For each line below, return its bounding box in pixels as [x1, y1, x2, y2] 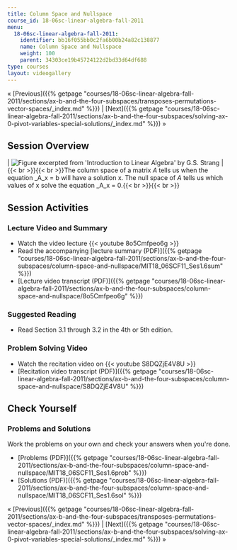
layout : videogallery [7, 69, 71, 77]
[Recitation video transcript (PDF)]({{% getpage [17, 366, 157, 376]
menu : [7, 23, 23, 30]
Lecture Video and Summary [7, 223, 108, 232]
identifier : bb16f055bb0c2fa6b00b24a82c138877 [20, 37, 160, 44]
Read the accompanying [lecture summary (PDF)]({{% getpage [17, 247, 202, 255]
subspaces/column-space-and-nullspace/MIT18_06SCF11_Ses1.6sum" [17, 262, 224, 270]
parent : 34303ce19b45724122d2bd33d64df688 [20, 57, 147, 64]
